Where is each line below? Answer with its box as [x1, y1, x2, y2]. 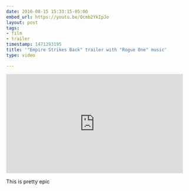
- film [6, 31, 22, 36]
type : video [6, 52, 35, 58]
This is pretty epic [6, 177, 50, 185]
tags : [6, 25, 19, 31]
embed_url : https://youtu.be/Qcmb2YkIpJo [6, 14, 110, 20]
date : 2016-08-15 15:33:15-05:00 [6, 8, 88, 15]
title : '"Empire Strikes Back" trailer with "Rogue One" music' [6, 47, 167, 53]
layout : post [6, 19, 38, 25]
